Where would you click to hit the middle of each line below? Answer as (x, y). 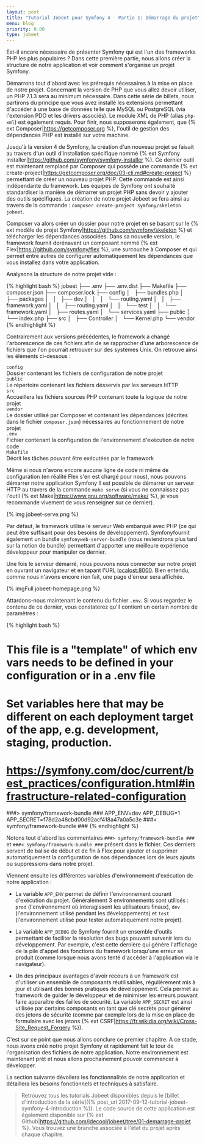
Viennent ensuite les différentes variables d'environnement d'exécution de (100, 876)
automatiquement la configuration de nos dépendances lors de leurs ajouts (101, 857)
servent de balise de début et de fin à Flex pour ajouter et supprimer (92, 851)
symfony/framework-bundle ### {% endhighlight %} (73, 826)
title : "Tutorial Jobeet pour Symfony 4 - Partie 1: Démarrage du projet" (103, 18)
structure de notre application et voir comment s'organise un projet (91, 65)
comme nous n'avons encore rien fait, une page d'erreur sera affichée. (95, 577)
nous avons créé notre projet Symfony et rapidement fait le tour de (90, 1046)
